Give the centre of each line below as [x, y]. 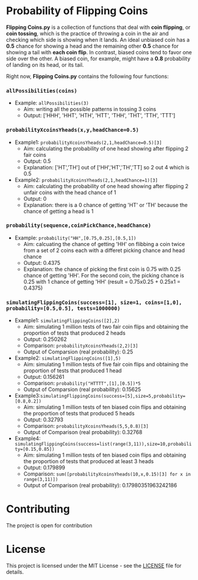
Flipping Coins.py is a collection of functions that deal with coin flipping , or [98, 27]
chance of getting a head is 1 [58, 211]
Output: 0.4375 [42, 263]
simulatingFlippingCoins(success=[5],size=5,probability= [113, 397]
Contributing [38, 509]
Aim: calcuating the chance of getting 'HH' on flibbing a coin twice [104, 244]
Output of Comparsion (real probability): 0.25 [78, 352]
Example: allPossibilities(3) [52, 103]
